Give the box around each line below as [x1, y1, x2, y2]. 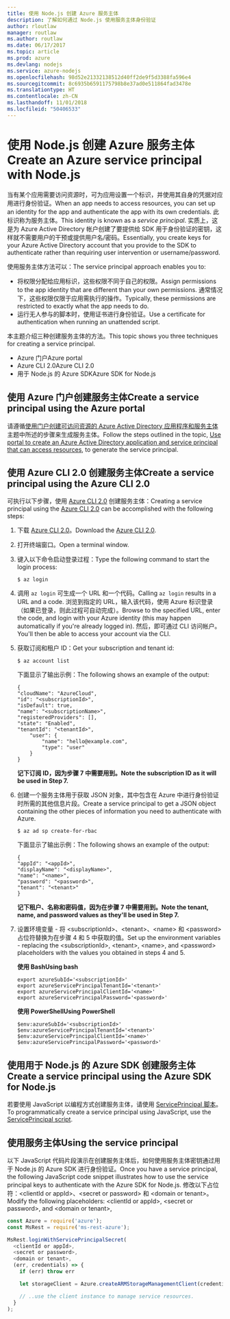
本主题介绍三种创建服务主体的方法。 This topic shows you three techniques [7, 332, 218, 340]
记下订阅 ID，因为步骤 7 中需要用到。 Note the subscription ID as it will [16, 769, 217, 777]
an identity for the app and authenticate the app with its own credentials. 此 [7, 207, 220, 216]
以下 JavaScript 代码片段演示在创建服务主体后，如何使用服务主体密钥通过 [7, 1156, 215, 1164]
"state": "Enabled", [16, 721, 76, 727]
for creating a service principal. [7, 339, 96, 348]
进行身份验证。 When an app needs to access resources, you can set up [12, 199, 216, 207]
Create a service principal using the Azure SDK [7, 1070, 212, 1082]
